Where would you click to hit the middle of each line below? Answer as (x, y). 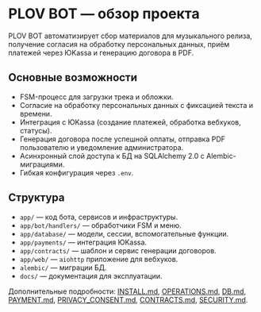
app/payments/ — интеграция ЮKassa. (83, 242)
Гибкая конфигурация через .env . (77, 172)
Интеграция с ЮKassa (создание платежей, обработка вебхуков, (130, 122)
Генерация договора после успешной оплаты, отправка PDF (123, 139)
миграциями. (42, 164)
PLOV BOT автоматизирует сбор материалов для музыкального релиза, (130, 36)
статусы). (36, 130)
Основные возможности (73, 77)
